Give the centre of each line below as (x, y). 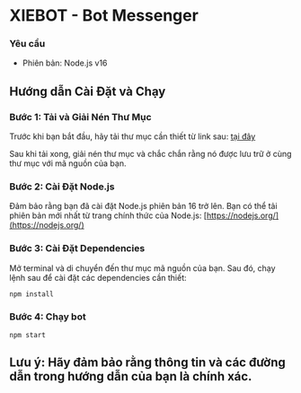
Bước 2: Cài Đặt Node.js (62, 187)
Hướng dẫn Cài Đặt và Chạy (88, 91)
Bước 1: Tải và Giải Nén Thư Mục (80, 117)
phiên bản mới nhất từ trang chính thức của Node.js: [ (108, 215)
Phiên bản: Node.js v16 (65, 63)
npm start (28, 336)
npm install (31, 294)
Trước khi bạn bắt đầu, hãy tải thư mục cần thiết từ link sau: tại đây (133, 136)
